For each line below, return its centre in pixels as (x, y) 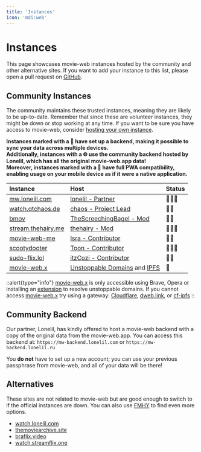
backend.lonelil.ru (31, 348)
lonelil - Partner (93, 199)
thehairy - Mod (92, 228)
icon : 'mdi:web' (27, 18)
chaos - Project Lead (101, 209)
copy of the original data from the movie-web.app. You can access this (94, 335)
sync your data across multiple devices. (57, 148)
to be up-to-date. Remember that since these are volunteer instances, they (99, 117)
